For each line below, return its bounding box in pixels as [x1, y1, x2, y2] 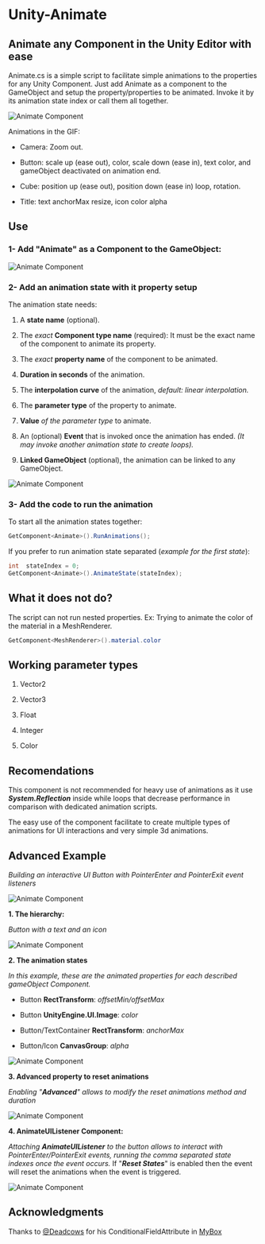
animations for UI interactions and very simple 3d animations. [8, 826, 209, 835]
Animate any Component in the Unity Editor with [8, 37, 252, 51]
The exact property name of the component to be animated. [19, 354, 218, 363]
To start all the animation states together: [8, 517, 143, 526]
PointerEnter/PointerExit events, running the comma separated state [8, 1150, 232, 1160]
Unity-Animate [8, 6, 107, 24]
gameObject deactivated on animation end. [19, 166, 161, 176]
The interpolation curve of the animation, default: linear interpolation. [19, 385, 249, 394]
